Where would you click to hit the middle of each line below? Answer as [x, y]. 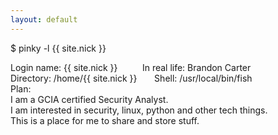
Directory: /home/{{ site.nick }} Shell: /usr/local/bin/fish [131, 78]
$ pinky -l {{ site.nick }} [58, 48]
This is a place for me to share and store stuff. [105, 120]
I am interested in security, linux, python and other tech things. [139, 110]
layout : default [44, 19]
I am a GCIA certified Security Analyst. [89, 99]
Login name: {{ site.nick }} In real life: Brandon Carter [131, 67]
